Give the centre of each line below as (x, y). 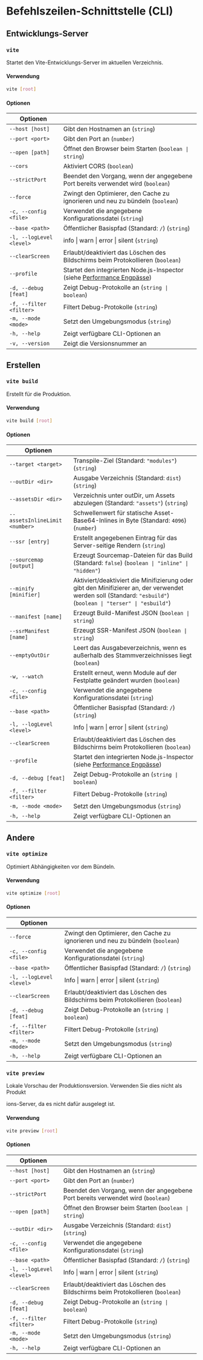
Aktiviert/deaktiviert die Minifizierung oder (133, 580)
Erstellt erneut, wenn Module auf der (125, 673)
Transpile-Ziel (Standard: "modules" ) (125, 461)
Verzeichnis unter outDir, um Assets (124, 495)
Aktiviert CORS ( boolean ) (98, 166)
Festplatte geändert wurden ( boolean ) (127, 680)
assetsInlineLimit (36, 521)
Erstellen (24, 365)
